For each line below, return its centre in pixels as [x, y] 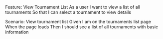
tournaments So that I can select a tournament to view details [68, 12]
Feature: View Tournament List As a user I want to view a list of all [73, 7]
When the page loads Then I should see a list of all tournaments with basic [82, 27]
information [17, 32]
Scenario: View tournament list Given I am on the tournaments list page [78, 22]
